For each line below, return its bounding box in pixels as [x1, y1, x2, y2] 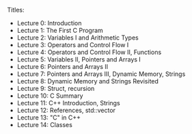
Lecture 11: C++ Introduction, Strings [16, 99, 121, 107]
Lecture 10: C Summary [16, 92, 83, 100]
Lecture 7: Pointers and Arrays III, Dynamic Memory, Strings [16, 70, 186, 78]
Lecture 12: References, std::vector [16, 106, 116, 114]
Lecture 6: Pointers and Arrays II [16, 63, 109, 70]
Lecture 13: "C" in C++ [16, 113, 81, 122]
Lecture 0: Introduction [16, 19, 82, 27]
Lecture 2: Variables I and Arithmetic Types [16, 33, 139, 42]
